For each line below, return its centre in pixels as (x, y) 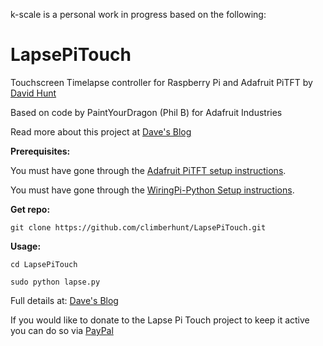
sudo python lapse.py (55, 282)
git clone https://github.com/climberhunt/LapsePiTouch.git (138, 227)
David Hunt (33, 93)
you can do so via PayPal (62, 330)
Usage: (26, 246)
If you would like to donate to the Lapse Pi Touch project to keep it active (160, 320)
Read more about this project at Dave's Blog (101, 131)
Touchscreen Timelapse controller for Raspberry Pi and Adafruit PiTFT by (161, 82)
